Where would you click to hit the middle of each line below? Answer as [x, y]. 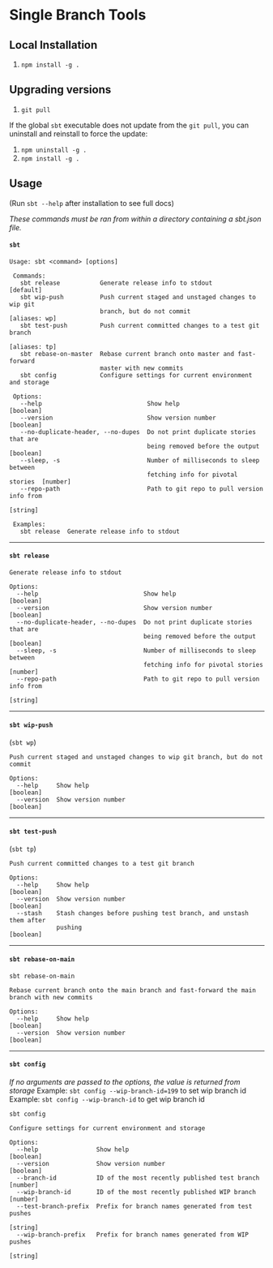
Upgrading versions [60, 90]
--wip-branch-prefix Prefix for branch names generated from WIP [133, 1235]
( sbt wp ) [23, 742]
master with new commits [141, 368]
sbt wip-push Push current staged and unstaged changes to [138, 297]
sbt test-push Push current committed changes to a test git [140, 325]
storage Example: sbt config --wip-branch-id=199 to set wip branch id [128, 1090]
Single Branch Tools [78, 15]
